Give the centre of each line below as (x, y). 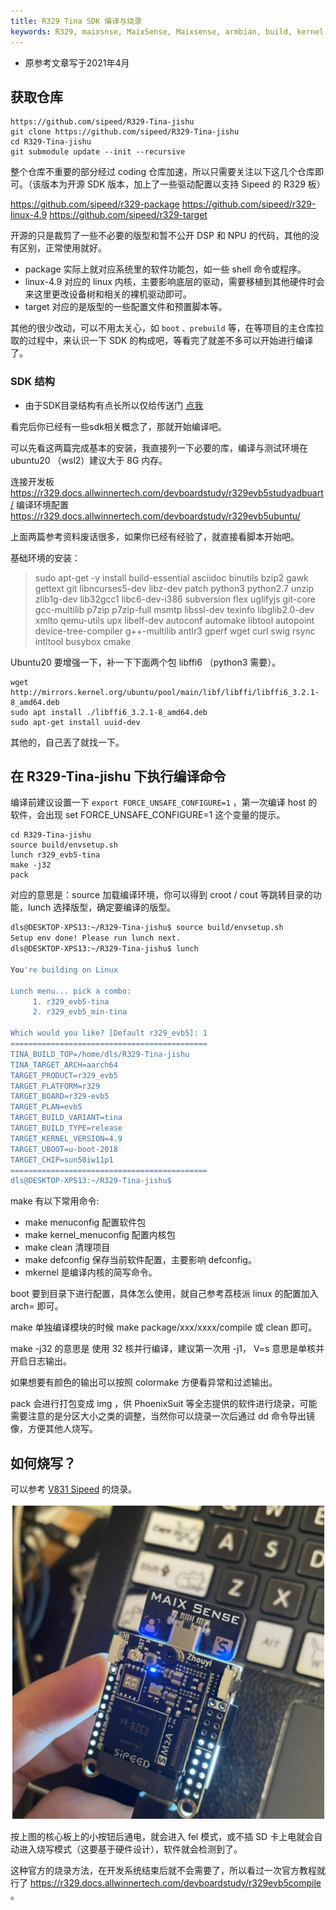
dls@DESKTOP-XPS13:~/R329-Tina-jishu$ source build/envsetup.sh (147, 928)
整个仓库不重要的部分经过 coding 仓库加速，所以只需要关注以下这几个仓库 (163, 172)
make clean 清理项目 (67, 1247)
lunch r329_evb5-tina (55, 855)
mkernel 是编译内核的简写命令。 (91, 1272)
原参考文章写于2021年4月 (77, 62)
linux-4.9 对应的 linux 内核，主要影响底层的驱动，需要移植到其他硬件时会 (174, 282)
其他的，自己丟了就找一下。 (67, 742)
